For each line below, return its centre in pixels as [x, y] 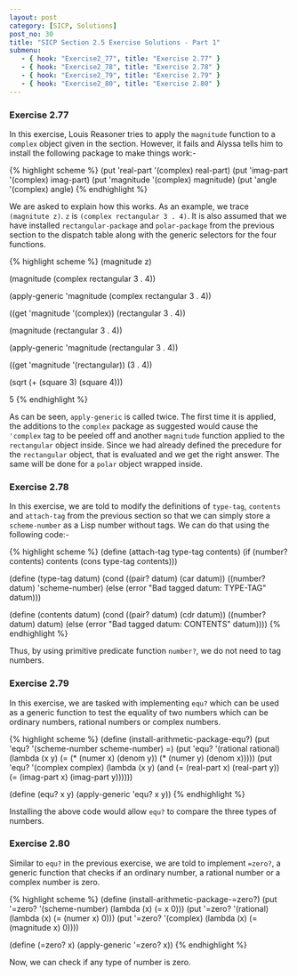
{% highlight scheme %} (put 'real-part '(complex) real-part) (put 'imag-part [149, 170]
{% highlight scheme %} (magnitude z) [81, 261]
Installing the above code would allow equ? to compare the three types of [143, 811]
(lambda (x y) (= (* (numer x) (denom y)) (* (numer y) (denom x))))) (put [141, 758]
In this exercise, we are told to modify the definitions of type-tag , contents [145, 506]
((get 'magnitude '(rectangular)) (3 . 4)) [81, 365]
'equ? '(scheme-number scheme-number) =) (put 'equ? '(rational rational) [144, 748]
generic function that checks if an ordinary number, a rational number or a [145, 872]
